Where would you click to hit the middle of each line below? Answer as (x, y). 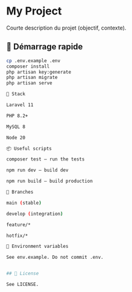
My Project (34, 11)
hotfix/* (17, 236)
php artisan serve (29, 83)
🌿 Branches (20, 192)
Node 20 (16, 138)
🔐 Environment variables (37, 246)
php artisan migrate (32, 78)
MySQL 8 (16, 127)
